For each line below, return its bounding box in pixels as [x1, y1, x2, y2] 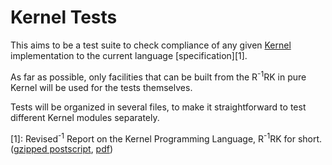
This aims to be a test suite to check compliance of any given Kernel [10, 39, 292, 51]
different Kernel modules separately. [10, 111, 160, 123]
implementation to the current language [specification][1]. [10, 49, 248, 61]
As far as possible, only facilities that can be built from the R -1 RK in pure [10, 69, 307, 83]
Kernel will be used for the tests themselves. [10, 81, 193, 93]
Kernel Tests [10, 6, 118, 29]
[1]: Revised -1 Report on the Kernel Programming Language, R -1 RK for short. [10, 131, 323, 145]
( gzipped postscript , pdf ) [10, 143, 114, 155]
